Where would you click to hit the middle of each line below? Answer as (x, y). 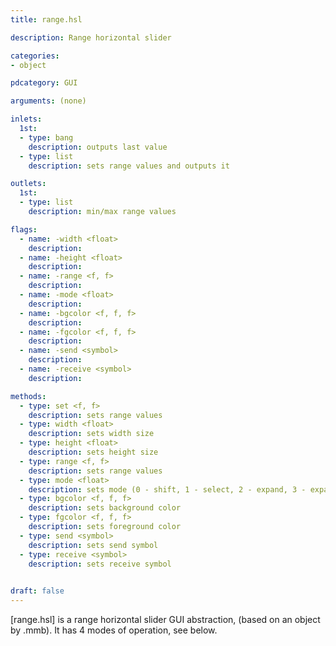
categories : (35, 56)
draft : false (37, 591)
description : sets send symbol (93, 545)
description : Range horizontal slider (91, 37)
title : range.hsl (46, 19)
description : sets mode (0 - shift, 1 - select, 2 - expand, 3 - (167, 489)
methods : (28, 396)
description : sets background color (105, 508)
